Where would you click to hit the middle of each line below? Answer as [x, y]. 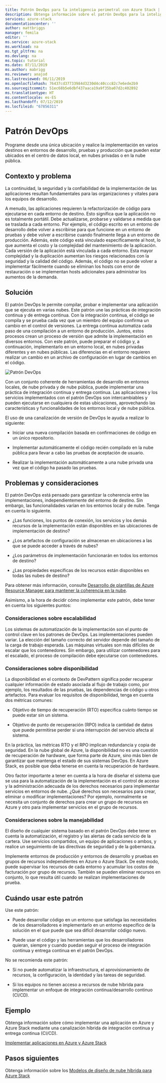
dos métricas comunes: [29, 700]
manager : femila [22, 33]
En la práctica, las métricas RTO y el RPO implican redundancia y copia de [81, 745]
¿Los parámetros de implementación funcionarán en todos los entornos [85, 556]
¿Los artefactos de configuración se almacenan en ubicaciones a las [82, 541]
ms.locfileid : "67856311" [32, 107]
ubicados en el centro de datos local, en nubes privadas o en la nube [75, 155]
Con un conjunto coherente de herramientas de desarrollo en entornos [77, 382]
